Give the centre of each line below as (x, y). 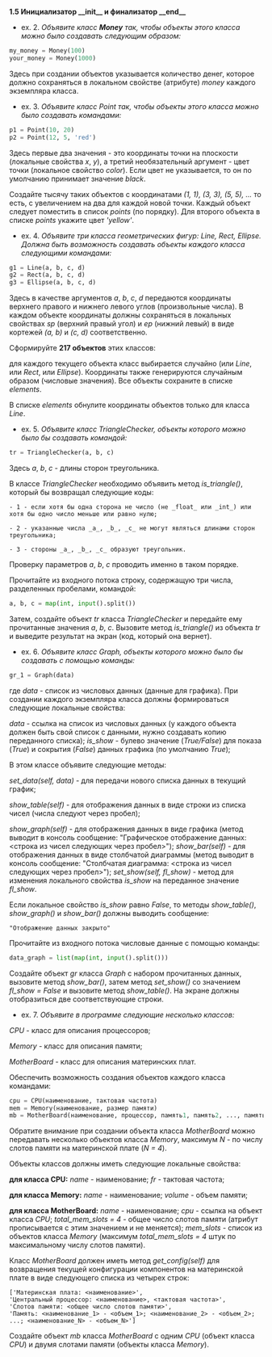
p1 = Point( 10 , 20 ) (42, 130)
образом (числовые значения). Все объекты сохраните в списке (121, 381)
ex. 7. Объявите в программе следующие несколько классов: (128, 1015)
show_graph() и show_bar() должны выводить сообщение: (109, 913)
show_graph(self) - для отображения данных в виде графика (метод (126, 829)
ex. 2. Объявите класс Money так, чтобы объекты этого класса (130, 27)
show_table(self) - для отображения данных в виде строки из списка (128, 805)
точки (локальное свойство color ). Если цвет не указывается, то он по (131, 170)
